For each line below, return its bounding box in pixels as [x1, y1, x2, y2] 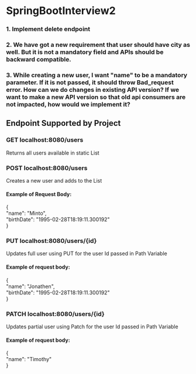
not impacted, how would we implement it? [6, 100, 130, 108]
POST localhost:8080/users [6, 164, 88, 172]
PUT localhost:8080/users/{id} [6, 237, 97, 245]
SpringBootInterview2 [6, 4, 116, 18]
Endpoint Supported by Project [6, 118, 121, 128]
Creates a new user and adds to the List [6, 177, 102, 184]
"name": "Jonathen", [6, 283, 55, 290]
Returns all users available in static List [6, 149, 99, 156]
